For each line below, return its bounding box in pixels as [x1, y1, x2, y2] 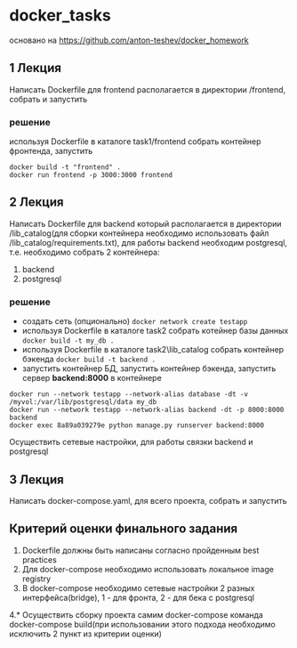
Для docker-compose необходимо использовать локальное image [21, 563, 274, 574]
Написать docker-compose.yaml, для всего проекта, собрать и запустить [9, 495, 287, 506]
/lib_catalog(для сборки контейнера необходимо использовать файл [9, 228, 269, 239]
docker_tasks [9, 5, 111, 26]
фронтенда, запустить [9, 146, 93, 157]
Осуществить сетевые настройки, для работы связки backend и [9, 437, 253, 448]
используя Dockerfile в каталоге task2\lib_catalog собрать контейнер [21, 344, 285, 355]
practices [21, 554, 58, 565]
